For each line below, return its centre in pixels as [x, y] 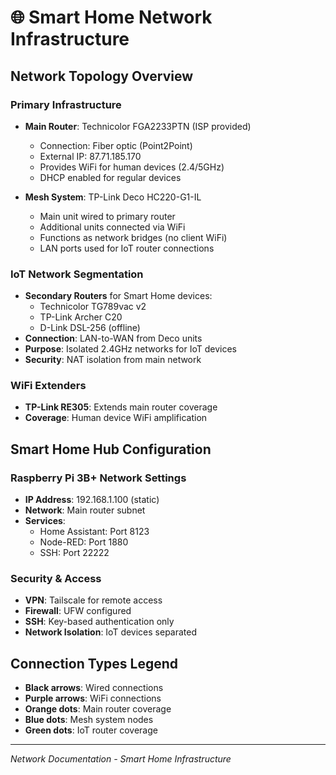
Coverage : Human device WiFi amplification [116, 418]
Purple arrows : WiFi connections [93, 698]
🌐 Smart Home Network [111, 17]
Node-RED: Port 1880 [84, 542]
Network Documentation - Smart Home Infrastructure [121, 759]
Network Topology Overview [102, 76]
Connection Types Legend [94, 663]
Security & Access [56, 579]
